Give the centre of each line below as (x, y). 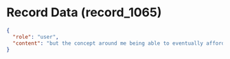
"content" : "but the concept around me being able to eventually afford (119, 43)
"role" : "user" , (36, 37)
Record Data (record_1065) (84, 13)
